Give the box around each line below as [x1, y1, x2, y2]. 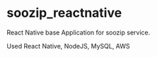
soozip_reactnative [6, 5, 122, 21]
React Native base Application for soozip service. [6, 28, 151, 37]
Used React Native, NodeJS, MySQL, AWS [6, 42, 130, 50]
